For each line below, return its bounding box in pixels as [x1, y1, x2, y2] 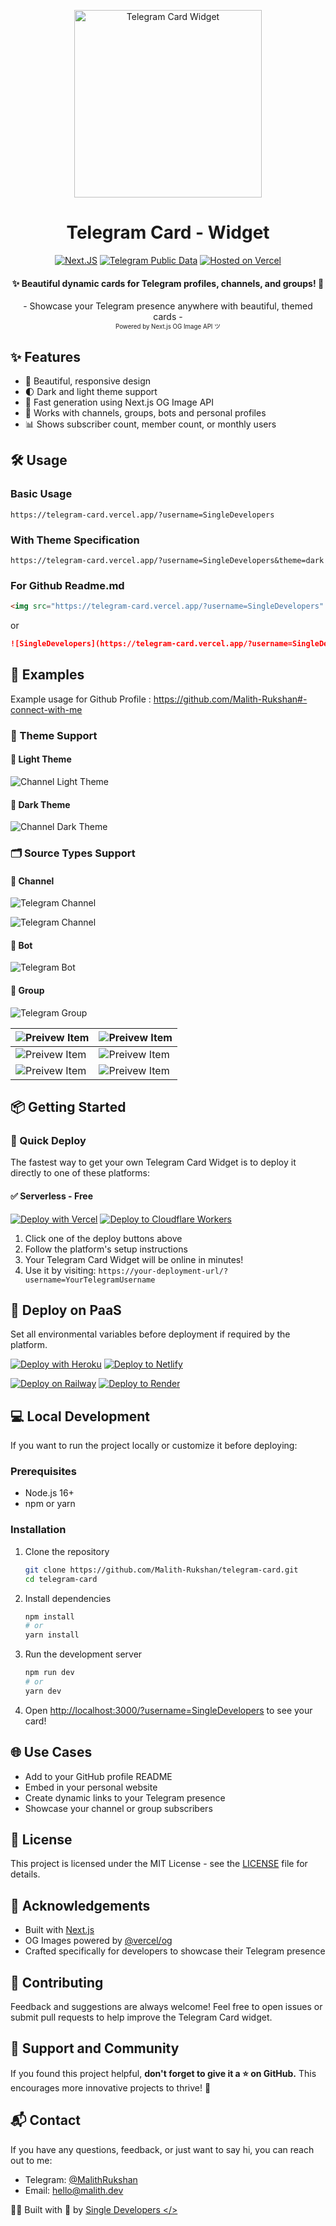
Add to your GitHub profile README [24, 1770, 173, 1782]
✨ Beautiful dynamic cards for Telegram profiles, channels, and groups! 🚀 [11, 277, 325, 289]
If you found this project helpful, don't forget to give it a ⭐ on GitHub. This [10, 2067, 317, 2079]
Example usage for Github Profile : [10, 693, 152, 705]
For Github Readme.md [10, 578, 125, 592]
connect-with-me [10, 703, 83, 715]
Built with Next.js [24, 1924, 95, 1936]
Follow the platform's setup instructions [24, 1243, 188, 1255]
